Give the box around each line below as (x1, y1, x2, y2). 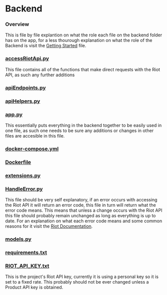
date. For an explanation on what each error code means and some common (5, 218, 163, 224)
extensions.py (5, 172, 41, 179)
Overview (5, 21, 29, 28)
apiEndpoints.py (5, 84, 46, 91)
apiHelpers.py (5, 98, 40, 105)
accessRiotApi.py (5, 55, 49, 62)
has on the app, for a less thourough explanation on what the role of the (5, 37, 153, 43)
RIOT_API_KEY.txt (5, 262, 50, 269)
